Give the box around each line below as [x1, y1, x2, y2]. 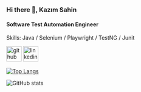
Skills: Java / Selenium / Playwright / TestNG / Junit [6, 34, 135, 41]
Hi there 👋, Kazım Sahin [6, 5, 77, 14]
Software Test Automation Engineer [6, 21, 99, 28]
